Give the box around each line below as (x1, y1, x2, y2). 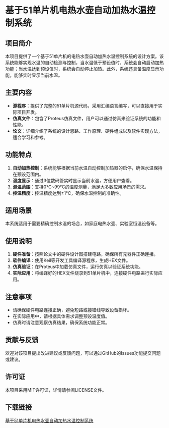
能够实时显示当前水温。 (14, 72, 63, 78)
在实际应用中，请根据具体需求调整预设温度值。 (12, 313, 110, 319)
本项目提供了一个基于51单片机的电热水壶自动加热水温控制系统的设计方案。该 (5, 54, 164, 59)
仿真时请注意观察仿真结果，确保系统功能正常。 (12, 319, 110, 326)
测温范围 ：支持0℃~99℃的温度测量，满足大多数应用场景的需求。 (12, 184, 149, 190)
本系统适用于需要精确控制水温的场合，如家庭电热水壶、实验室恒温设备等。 (5, 221, 159, 227)
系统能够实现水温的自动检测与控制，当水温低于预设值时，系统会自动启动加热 (5, 60, 164, 66)
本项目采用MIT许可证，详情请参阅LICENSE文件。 (5, 387, 107, 393)
